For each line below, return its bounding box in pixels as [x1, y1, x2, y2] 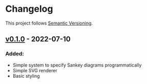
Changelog [5, 3, 53, 15]
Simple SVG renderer [12, 67, 57, 73]
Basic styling [12, 73, 40, 79]
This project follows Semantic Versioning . [5, 20, 93, 26]
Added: [5, 50, 24, 57]
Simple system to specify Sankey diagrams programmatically [12, 62, 142, 68]
